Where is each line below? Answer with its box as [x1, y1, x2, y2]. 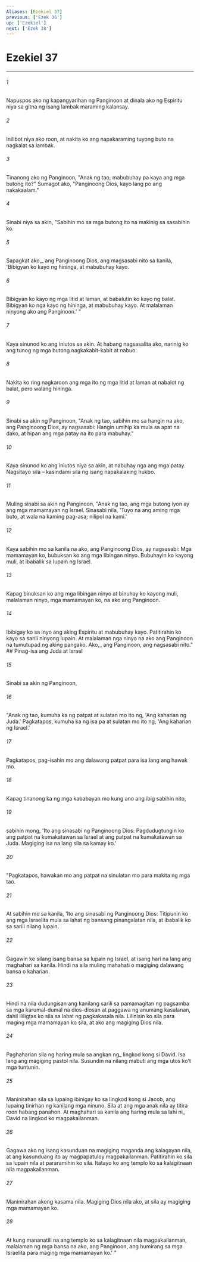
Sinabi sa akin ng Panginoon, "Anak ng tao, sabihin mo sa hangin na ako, [6, 417, 185, 424]
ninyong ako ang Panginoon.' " [6, 308, 82, 315]
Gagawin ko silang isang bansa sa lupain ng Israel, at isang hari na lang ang [6, 955, 192, 962]
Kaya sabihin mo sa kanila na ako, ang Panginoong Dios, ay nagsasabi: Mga [6, 545, 192, 552]
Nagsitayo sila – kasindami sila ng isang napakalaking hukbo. [6, 469, 156, 476]
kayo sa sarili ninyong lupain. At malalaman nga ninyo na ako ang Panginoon [6, 635, 193, 642]
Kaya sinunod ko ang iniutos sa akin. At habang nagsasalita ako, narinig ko [6, 340, 189, 348]
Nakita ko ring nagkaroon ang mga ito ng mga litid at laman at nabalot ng [6, 379, 185, 386]
